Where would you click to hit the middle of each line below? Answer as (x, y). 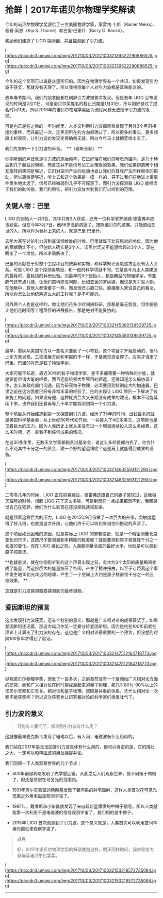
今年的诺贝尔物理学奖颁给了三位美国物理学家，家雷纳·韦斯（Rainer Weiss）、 (81, 24)
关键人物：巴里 (27, 206)
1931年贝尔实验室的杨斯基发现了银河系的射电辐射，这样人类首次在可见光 (84, 790)
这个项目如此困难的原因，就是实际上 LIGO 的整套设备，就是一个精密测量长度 (81, 534)
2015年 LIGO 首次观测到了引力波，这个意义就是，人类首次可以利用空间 (82, 823)
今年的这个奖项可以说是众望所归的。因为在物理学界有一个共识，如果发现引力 (81, 81)
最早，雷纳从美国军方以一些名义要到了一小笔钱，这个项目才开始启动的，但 (79, 351)
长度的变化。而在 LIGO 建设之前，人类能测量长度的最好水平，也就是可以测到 (81, 546)
